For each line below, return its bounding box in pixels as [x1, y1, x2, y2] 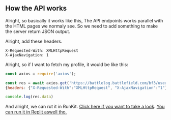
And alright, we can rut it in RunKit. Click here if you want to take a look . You [5, 104, 165, 110]
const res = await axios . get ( [5, 80, 70, 85]
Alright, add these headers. [5, 38, 63, 44]
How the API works [5, 4, 67, 13]
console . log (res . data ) [5, 94, 53, 100]
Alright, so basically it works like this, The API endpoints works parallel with [5, 17, 163, 23]
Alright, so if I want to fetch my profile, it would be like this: [5, 61, 128, 68]
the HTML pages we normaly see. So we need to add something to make [5, 23, 158, 29]
